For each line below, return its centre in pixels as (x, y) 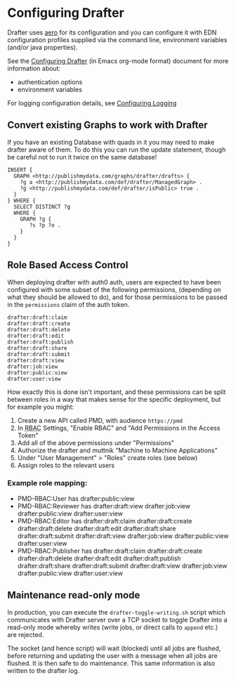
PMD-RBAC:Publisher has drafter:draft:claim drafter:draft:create (110, 551)
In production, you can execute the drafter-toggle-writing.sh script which (117, 612)
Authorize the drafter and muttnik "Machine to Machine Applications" (117, 450)
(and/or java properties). (42, 47)
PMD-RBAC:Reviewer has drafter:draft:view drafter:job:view (104, 506)
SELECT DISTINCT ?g (42, 206)
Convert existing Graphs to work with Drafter (108, 125)
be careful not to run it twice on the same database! (82, 157)
